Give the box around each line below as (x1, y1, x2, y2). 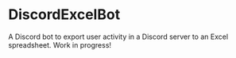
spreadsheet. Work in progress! (8, 40, 112, 49)
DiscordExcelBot (8, 6, 121, 24)
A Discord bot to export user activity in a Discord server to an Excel (8, 32, 229, 41)
